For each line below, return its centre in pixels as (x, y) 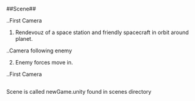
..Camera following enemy (39, 50)
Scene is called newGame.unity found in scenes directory (79, 92)
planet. (24, 39)
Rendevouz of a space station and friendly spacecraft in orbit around (102, 32)
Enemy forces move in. (44, 62)
